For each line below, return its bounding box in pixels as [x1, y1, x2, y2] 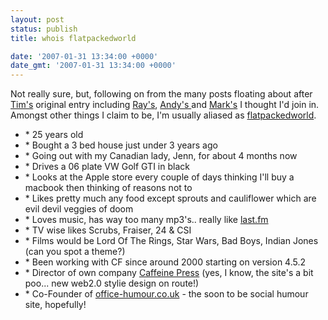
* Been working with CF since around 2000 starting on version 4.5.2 [24, 256, 307, 268]
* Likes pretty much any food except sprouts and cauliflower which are [24, 192, 317, 205]
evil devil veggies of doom [24, 203, 134, 215]
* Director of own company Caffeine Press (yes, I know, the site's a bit [24, 267, 314, 279]
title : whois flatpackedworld [10, 33, 137, 43]
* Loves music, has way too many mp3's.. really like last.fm [24, 214, 269, 226]
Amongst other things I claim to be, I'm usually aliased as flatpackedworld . [10, 109, 317, 121]
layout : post [10, 14, 65, 25]
